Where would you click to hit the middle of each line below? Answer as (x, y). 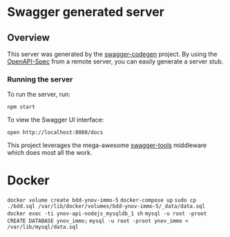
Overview (29, 38)
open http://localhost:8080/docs (55, 133)
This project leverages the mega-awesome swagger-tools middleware (107, 145)
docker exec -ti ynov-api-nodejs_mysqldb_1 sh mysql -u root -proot (107, 214)
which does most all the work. (50, 153)
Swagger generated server (86, 12)
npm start (21, 107)
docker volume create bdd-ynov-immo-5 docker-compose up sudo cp (102, 200)
